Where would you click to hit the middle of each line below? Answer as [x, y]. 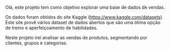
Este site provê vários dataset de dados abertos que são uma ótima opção [83, 22]
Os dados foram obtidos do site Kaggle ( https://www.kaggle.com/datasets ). [84, 17]
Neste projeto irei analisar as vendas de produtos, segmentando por [76, 38]
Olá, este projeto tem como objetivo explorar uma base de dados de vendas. [85, 7]
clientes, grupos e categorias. [36, 43]
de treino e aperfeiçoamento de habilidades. [52, 28]
